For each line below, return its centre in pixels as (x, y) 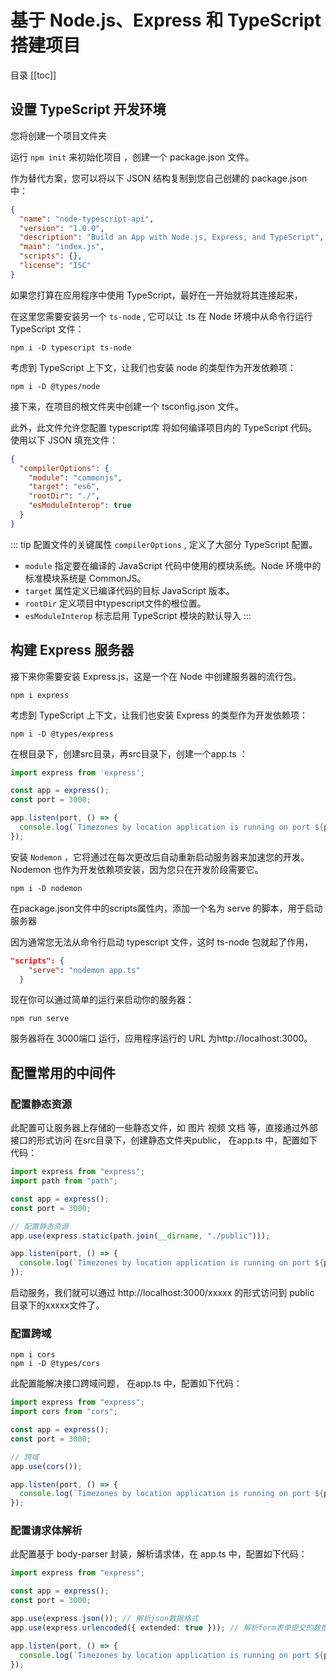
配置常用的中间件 (63, 1072)
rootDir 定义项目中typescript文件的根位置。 (115, 603)
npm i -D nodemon (46, 888)
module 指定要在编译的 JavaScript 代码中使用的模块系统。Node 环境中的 (173, 565)
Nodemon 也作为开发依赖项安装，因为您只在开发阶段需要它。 (137, 869)
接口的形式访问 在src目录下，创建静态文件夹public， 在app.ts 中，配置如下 (164, 1140)
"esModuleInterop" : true (80, 506)
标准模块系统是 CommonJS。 (85, 578)
